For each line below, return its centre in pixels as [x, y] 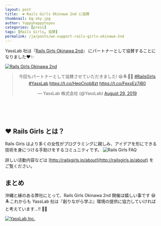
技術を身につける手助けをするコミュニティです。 [53, 150]
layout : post [18, 9]
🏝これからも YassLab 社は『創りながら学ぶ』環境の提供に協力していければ [80, 201]
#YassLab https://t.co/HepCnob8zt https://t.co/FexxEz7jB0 [87, 83]
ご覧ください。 [20, 166]
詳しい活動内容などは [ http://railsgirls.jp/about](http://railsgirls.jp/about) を [79, 160]
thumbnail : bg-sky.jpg [28, 18]
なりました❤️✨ [20, 56]
